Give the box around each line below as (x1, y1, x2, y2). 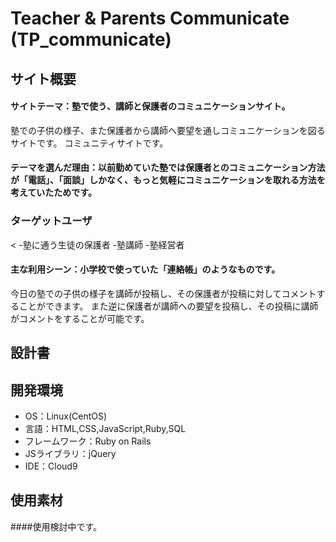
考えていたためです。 (10, 187, 97, 199)
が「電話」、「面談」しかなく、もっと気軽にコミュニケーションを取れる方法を (10, 174, 326, 186)
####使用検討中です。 (10, 520, 103, 532)
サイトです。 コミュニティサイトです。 (10, 137, 169, 149)
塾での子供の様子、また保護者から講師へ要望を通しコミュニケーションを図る (10, 124, 326, 136)
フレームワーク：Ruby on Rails (24, 435, 152, 447)
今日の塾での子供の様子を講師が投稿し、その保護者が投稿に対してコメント (10, 287, 317, 299)
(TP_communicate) (10, 28, 172, 51)
